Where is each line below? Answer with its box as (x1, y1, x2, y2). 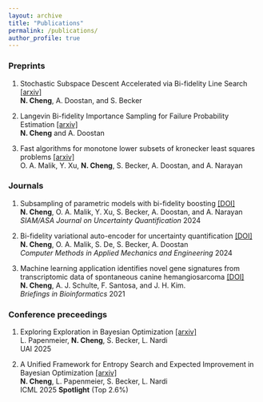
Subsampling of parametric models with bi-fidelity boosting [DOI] (19, 198, 236, 208)
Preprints (8, 61, 46, 72)
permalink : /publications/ (8, 26, 98, 34)
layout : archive (8, 11, 62, 20)
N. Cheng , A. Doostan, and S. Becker (19, 95, 142, 105)
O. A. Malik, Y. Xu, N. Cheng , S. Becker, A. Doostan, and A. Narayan (19, 161, 243, 170)
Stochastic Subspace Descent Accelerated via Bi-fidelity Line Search (19, 78, 248, 88)
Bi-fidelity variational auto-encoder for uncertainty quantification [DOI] (19, 231, 253, 241)
